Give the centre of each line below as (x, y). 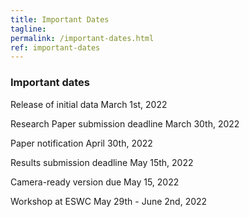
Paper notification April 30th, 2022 (81, 143)
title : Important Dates (60, 19)
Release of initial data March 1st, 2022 (89, 104)
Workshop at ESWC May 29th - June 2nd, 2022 (109, 201)
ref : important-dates (55, 47)
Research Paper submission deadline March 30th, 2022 (125, 123)
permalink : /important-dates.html (82, 38)
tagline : (28, 29)
